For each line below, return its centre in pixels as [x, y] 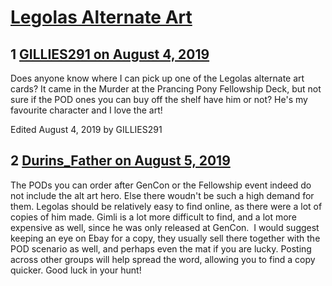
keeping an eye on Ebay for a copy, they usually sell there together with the [165, 238]
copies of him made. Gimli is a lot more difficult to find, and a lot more [153, 217]
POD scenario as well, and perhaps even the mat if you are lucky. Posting [161, 248]
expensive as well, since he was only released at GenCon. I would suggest [165, 227]
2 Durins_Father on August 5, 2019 [120, 161]
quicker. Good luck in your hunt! [76, 270]
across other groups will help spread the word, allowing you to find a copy [163, 259]
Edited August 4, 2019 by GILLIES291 [86, 129]
